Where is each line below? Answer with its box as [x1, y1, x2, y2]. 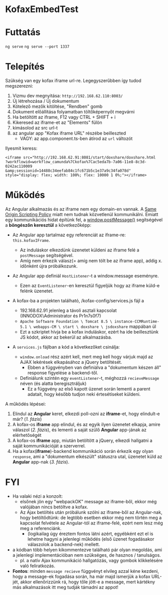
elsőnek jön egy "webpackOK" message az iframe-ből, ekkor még [20, 498, 157, 504]
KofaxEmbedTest [5, 4, 79, 15]
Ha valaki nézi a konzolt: [12, 493, 63, 499]
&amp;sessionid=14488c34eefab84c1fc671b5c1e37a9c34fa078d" [5, 168, 131, 173]
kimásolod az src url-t [12, 125, 58, 131]
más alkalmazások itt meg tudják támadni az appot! [12, 584, 119, 590]
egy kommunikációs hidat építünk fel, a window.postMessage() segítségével [5, 217, 163, 223]
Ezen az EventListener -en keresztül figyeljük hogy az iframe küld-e [20, 283, 160, 288]
